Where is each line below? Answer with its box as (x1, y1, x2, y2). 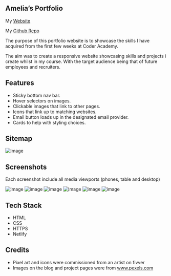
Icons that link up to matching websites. (12, 109, 97, 115)
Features (5, 79, 34, 88)
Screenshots (5, 162, 47, 171)
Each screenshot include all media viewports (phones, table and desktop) (5, 176, 160, 182)
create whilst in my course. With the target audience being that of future (5, 58, 158, 65)
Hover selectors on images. (12, 97, 71, 104)
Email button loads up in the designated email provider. (12, 114, 129, 120)
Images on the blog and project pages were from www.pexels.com (12, 265, 154, 271)
